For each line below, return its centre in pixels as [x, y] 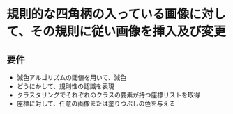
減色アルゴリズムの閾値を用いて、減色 [72, 78]
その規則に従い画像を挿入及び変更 [128, 32]
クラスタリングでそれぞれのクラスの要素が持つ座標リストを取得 [108, 95]
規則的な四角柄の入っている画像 [98, 14]
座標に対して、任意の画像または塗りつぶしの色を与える [96, 104]
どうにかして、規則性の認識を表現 [65, 86]
